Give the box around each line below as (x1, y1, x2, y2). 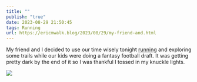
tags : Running (6, 24, 41, 31)
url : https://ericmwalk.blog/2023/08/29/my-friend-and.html (6, 30, 157, 36)
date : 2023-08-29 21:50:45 (6, 19, 72, 25)
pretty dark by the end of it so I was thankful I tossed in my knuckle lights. (6, 59, 185, 66)
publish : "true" (6, 14, 46, 20)
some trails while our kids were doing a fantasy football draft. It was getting (6, 52, 189, 59)
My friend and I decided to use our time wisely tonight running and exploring (6, 46, 192, 53)
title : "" (6, 8, 31, 15)
